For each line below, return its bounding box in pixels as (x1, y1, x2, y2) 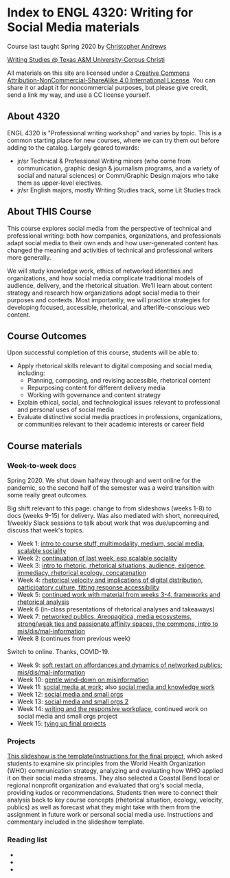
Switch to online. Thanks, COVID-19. (7, 648, 110, 656)
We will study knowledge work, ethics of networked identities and (7, 267, 194, 275)
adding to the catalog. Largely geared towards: (7, 143, 139, 152)
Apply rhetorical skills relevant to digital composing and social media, (16, 362, 214, 370)
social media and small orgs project (16, 712, 118, 721)
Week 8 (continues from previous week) (16, 634, 130, 643)
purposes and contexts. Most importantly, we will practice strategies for (7, 295, 211, 304)
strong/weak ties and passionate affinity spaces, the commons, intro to (16, 620, 218, 628)
